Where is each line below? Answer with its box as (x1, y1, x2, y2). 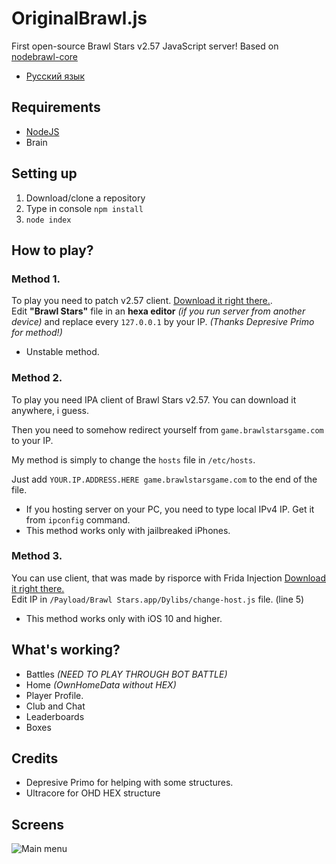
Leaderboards (25, 710, 85, 722)
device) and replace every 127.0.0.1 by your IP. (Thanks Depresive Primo (11, 316, 315, 328)
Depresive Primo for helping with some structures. (25, 777, 234, 789)
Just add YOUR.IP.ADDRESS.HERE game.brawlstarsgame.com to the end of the (11, 473, 318, 485)
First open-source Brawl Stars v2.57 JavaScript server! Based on (11, 40, 279, 52)
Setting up (11, 165, 78, 182)
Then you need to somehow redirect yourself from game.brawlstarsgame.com (11, 423, 324, 436)
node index (25, 215, 72, 225)
